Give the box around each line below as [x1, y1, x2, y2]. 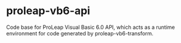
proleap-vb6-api [6, 4, 91, 18]
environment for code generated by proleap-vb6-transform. [6, 29, 154, 37]
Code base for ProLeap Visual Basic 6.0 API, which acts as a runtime [6, 24, 175, 31]
